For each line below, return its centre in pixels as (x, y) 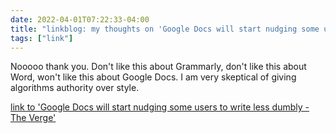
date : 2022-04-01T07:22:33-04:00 (80, 19)
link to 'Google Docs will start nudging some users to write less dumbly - (160, 107)
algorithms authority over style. (75, 88)
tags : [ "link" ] (42, 38)
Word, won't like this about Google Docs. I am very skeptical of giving (153, 77)
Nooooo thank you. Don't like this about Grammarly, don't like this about (158, 67)
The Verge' (33, 118)
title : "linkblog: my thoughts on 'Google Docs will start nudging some (165, 29)
